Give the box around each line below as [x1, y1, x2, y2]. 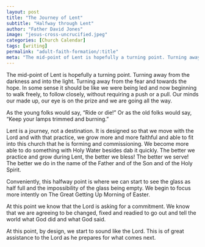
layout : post [6, 9, 40, 15]
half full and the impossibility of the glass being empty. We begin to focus [6, 184, 191, 192]
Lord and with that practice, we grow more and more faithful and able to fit [6, 134, 194, 141]
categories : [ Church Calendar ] [6, 37, 86, 43]
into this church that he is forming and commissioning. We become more [6, 140, 189, 147]
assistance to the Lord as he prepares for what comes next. [6, 234, 156, 241]
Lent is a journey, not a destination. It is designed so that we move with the [6, 127, 194, 134]
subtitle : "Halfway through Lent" [6, 20, 95, 26]
